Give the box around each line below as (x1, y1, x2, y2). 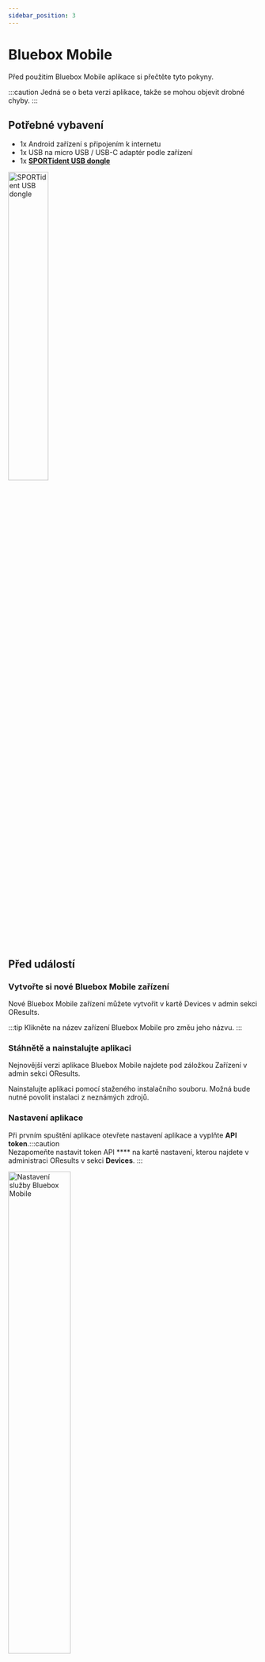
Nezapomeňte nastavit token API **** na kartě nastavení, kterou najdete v (8, 1147, 249, 1157)
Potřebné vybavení (8, 118, 104, 131)
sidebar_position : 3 (8, 11, 77, 20)
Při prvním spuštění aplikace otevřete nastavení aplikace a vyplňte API (8, 1130, 237, 1140)
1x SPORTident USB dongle (19, 156, 111, 166)
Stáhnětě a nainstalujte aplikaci (8, 1042, 132, 1053)
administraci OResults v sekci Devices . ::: (8, 1156, 143, 1165)
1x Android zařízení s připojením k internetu (19, 139, 161, 149)
